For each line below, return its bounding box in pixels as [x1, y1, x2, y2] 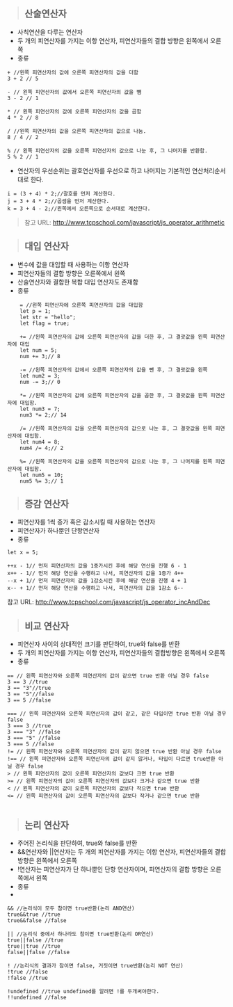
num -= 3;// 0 [19, 378, 61, 385]
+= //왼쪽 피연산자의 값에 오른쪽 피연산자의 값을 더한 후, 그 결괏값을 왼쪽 [19, 333, 208, 340]
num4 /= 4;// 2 [19, 444, 64, 451]
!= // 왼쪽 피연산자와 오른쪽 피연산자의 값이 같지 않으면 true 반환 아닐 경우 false [7, 748, 222, 755]
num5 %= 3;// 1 [19, 477, 64, 485]
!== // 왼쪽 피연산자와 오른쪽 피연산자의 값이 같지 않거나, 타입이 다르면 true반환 [7, 755, 216, 763]
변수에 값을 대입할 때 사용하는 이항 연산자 [17, 260, 129, 268]
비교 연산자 [24, 620, 70, 632]
